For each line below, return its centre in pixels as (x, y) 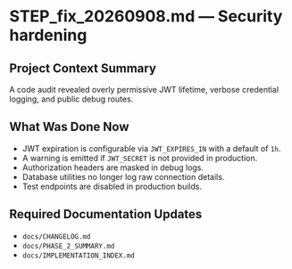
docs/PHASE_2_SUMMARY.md (68, 246)
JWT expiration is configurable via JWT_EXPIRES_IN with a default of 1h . (151, 148)
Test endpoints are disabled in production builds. (112, 186)
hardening (48, 35)
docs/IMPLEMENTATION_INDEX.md (79, 256)
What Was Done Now (69, 127)
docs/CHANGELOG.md (56, 236)
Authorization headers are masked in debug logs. (113, 167)
